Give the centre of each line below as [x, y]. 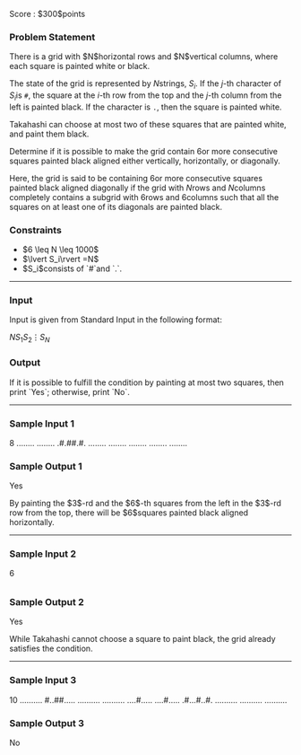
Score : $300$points [47, 14]
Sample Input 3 [43, 680]
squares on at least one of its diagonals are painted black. [116, 206]
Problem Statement [52, 37]
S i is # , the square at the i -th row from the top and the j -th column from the [146, 96]
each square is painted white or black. [80, 66]
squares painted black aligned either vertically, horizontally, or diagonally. [145, 161]
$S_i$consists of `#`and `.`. [72, 268]
